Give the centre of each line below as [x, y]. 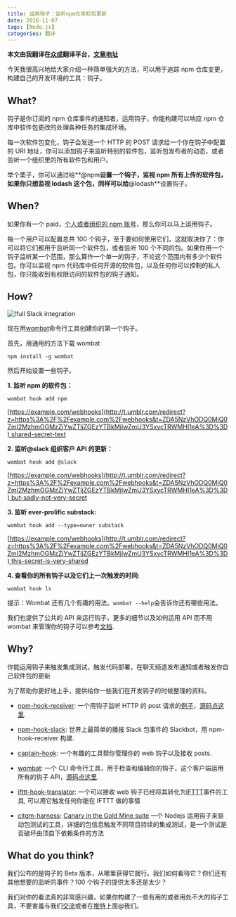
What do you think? [51, 855]
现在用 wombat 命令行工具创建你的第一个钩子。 [74, 328]
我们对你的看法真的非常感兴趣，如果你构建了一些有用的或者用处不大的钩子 [115, 897]
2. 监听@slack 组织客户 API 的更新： [60, 448]
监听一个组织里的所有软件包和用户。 [60, 160]
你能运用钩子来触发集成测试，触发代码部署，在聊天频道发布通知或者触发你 [115, 666]
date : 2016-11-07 [33, 20]
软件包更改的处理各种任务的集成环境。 [75, 127]
